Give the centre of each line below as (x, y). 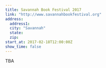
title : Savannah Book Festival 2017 (43, 10)
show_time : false (23, 47)
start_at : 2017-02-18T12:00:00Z (39, 42)
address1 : (20, 24)
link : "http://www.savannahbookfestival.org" (53, 14)
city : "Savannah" (28, 28)
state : (16, 33)
